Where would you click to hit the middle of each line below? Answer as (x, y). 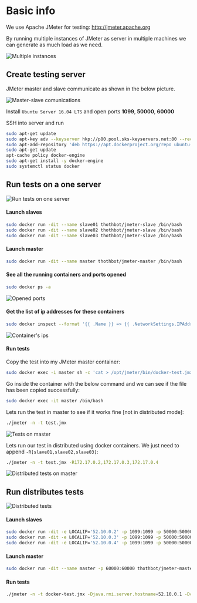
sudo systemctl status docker (43, 166)
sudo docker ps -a (28, 287)
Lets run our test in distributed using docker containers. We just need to (93, 445)
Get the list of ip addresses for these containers (65, 312)
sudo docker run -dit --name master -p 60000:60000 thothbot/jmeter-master (101, 569)
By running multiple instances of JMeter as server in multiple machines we (96, 38)
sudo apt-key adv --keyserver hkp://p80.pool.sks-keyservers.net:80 (91, 139)
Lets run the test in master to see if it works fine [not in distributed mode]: (95, 412)
